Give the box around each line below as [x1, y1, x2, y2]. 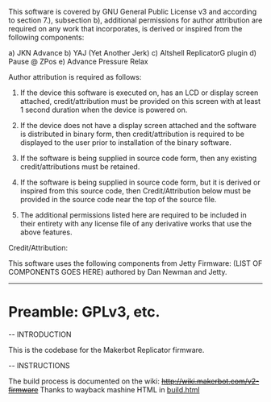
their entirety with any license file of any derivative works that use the [19, 219, 252, 228]
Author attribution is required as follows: [8, 73, 142, 81]
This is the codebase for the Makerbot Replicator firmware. [8, 345, 205, 354]
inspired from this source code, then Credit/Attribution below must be [19, 186, 252, 196]
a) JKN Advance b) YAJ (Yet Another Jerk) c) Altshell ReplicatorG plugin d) [8, 48, 256, 57]
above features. [19, 227, 73, 237]
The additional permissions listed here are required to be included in [19, 210, 248, 220]
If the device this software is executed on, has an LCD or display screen [19, 88, 259, 97]
